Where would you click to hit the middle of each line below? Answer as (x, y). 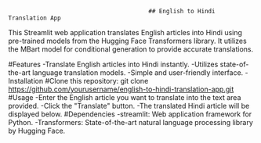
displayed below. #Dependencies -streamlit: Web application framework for (130, 114)
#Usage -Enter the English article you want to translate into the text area (125, 97)
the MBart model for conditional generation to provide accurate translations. (131, 49)
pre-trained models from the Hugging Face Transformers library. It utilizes (127, 41)
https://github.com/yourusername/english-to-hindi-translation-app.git (121, 89)
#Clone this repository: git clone (97, 81)
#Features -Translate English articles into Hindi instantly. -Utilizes (113, 64)
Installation (26, 81)
